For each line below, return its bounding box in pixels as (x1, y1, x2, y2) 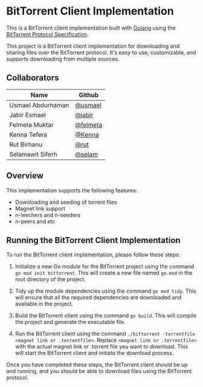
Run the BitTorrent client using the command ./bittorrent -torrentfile (14, 330, 195, 337)
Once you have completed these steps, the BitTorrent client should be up (6, 361, 188, 368)
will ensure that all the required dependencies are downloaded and (14, 294, 182, 301)
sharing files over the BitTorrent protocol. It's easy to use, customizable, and (6, 48, 196, 56)
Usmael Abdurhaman (9, 101, 69, 109)
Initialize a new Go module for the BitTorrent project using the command (14, 263, 195, 270)
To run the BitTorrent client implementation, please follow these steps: (6, 251, 181, 258)
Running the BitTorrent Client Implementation (6, 235, 181, 246)
